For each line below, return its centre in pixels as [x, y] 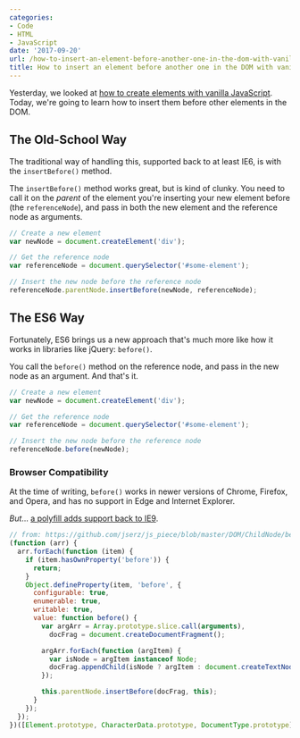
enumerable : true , [67, 601]
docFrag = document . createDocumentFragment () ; [137, 634]
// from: [25, 535]
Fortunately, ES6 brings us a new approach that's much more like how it [142, 340]
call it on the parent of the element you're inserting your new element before [150, 197]
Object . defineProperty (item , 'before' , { [103, 585]
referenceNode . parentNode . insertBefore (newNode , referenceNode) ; [133, 290]
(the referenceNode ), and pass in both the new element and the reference [144, 207]
